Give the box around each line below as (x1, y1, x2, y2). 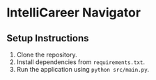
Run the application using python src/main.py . (16, 66, 150, 73)
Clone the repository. (16, 50, 77, 59)
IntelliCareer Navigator (6, 5, 141, 21)
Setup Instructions (6, 32, 89, 44)
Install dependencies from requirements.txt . (16, 58, 146, 66)
